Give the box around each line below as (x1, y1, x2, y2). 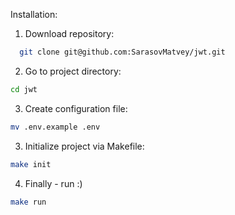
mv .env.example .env (10, 122, 101, 132)
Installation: (10, 9, 58, 20)
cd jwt (10, 84, 38, 94)
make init (10, 159, 52, 169)
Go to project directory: (24, 65, 122, 77)
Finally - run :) (24, 177, 83, 189)
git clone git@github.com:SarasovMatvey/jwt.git (19, 47, 226, 57)
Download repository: (24, 28, 115, 39)
